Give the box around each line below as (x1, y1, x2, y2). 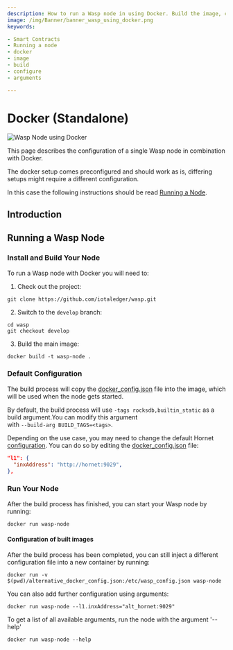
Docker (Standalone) (7, 110, 130, 126)
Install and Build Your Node (7, 253, 101, 262)
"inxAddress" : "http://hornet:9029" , (13, 461, 123, 468)
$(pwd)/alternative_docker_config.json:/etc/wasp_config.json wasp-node (7, 577, 222, 584)
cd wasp (7, 321, 30, 328)
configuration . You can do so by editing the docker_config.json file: (7, 441, 199, 449)
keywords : (7, 23, 36, 30)
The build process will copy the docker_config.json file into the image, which (7, 385, 226, 393)
